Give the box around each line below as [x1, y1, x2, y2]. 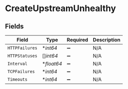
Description [93, 37, 121, 43]
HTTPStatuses [7, 53, 38, 59]
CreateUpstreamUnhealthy [5, 3, 116, 14]
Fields [5, 22, 24, 30]
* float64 [42, 60, 62, 67]
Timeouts [7, 77, 28, 82]
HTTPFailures [7, 45, 38, 51]
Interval [7, 61, 28, 66]
